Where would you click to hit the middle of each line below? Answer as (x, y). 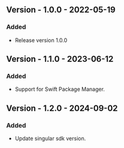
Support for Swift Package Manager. (60, 89)
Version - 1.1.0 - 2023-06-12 (60, 59)
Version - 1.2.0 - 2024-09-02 (62, 108)
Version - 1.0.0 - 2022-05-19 (61, 10)
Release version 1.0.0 (41, 40)
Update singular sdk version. (50, 138)
